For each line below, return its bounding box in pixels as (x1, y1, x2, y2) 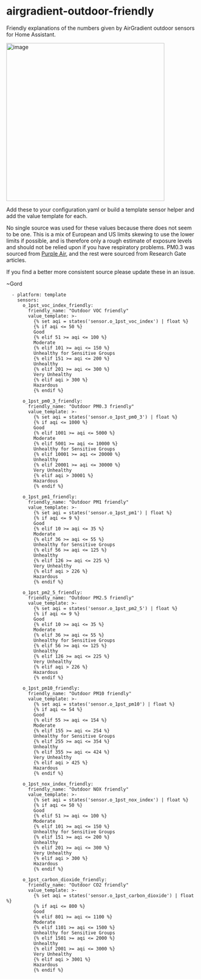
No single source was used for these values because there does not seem (6, 224, 192, 232)
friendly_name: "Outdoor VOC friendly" (28, 307, 129, 314)
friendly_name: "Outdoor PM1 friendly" (28, 499, 129, 505)
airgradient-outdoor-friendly (6, 4, 154, 18)
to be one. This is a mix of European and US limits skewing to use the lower (6, 230, 194, 238)
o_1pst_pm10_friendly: (22, 685, 80, 691)
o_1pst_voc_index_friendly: (22, 302, 94, 308)
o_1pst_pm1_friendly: (22, 493, 78, 500)
